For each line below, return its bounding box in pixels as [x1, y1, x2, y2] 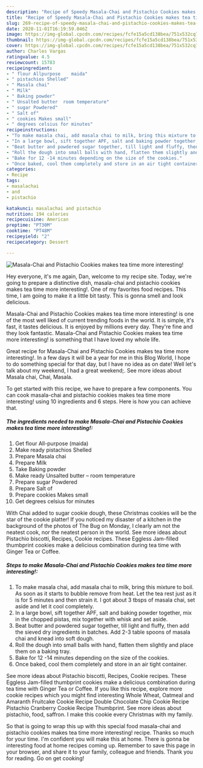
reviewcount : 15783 [6, 59, 56, 65]
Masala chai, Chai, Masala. [6, 373, 73, 380]
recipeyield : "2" [6, 233, 50, 239]
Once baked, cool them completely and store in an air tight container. [14, 660, 187, 668]
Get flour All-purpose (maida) [14, 440, 89, 447]
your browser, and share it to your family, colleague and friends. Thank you [6, 748, 193, 755]
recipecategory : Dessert [6, 239, 69, 245]
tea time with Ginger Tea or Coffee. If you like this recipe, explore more [6, 685, 182, 692]
